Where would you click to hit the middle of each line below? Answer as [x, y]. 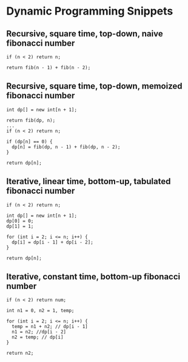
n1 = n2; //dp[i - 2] [39, 332]
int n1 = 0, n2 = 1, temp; [40, 311]
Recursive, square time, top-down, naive [85, 34]
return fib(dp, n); [31, 120]
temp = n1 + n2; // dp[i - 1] [50, 327]
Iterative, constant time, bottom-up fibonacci [93, 277]
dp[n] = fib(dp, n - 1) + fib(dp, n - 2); [66, 147]
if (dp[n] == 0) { [29, 142]
